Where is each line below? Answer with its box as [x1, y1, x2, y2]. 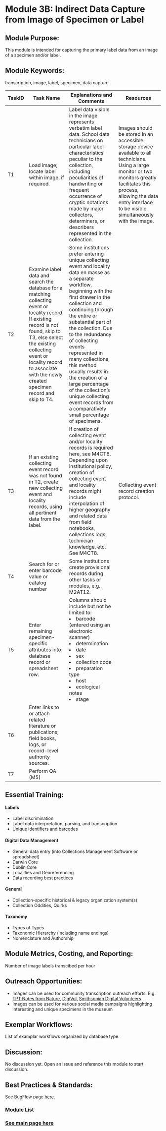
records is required [69, 444, 113, 451]
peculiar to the [69, 155, 103, 162]
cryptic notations [69, 199, 109, 206]
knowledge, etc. [69, 543, 106, 550]
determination [76, 640, 109, 647]
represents [69, 118, 94, 125]
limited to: [69, 609, 92, 616]
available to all [118, 149, 152, 156]
